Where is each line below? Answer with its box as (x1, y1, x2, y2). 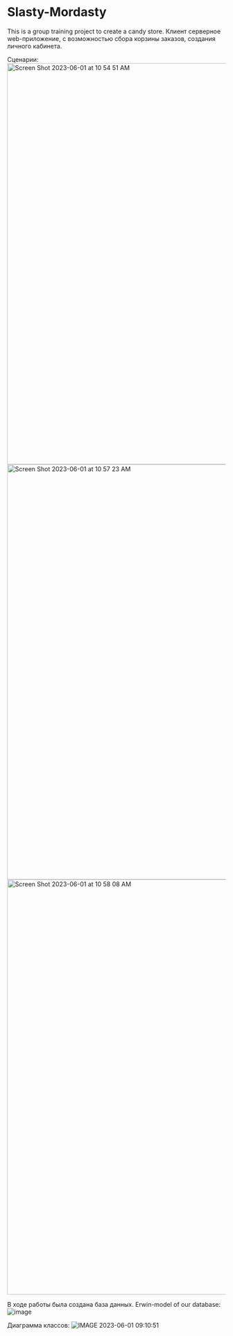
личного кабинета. (7, 42, 62, 50)
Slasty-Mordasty (7, 4, 107, 20)
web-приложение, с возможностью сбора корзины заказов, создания (7, 34, 216, 42)
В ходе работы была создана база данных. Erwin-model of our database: (7, 1300, 221, 1308)
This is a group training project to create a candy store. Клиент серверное (7, 27, 221, 35)
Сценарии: (7, 55, 39, 63)
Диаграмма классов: (7, 1321, 70, 1329)
